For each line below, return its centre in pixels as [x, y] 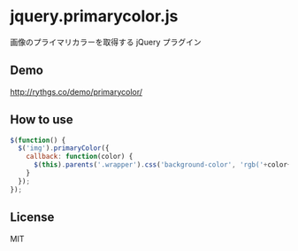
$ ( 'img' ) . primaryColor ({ [64, 148]
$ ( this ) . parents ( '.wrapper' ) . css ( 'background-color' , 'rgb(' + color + [162, 165]
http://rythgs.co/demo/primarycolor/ [76, 91]
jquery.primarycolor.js [94, 16]
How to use [42, 120]
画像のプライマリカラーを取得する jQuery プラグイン [106, 42]
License [32, 218]
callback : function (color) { [80, 157]
